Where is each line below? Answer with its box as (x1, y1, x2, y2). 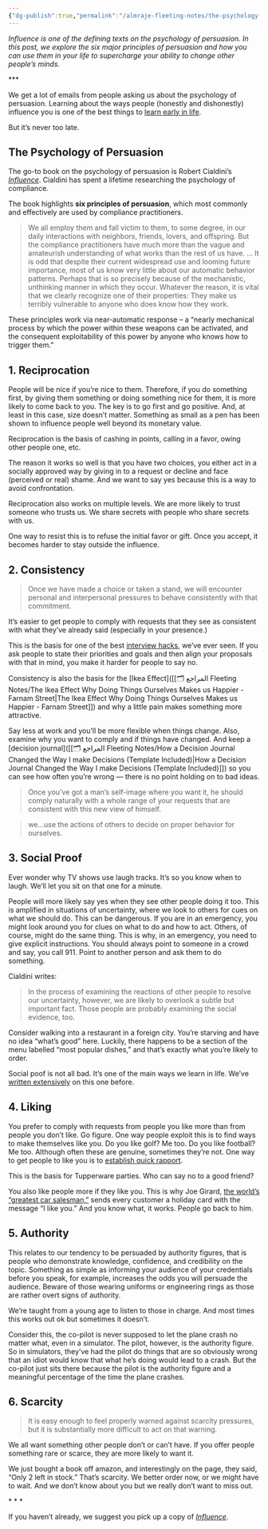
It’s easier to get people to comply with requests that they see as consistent (8, 616, 257, 627)
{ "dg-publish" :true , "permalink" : (8, 11, 120, 20)
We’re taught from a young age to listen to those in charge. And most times (8, 1305, 255, 1315)
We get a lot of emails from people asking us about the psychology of (8, 89, 237, 100)
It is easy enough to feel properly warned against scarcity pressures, (27, 1416, 254, 1426)
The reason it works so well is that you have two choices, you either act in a (8, 458, 257, 468)
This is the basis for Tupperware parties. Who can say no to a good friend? (8, 1171, 254, 1180)
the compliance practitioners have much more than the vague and (27, 240, 245, 250)
